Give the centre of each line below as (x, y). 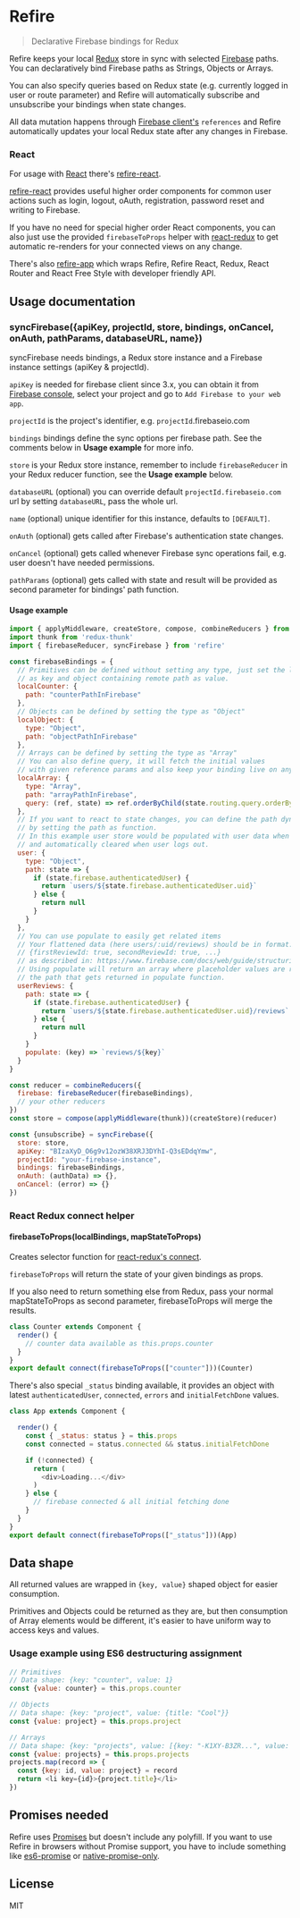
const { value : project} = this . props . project (95, 1721)
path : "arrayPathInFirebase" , (82, 794)
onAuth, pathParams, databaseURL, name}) (106, 338)
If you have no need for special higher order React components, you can (142, 228)
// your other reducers (61, 1102)
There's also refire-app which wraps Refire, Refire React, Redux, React (139, 264)
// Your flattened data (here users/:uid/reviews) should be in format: (155, 944)
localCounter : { (47, 687)
